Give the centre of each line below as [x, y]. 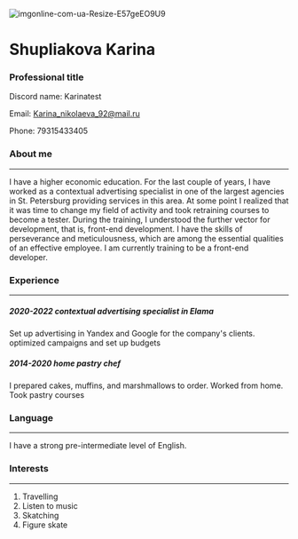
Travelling [40, 496]
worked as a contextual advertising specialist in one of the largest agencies [147, 191]
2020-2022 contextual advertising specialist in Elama [112, 311]
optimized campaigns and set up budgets [85, 343]
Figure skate [45, 525]
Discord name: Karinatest [55, 97]
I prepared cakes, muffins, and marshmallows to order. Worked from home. [146, 385]
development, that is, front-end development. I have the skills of [126, 229]
